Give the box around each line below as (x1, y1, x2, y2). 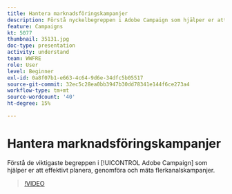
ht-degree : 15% (7, 100, 51, 107)
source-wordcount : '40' (7, 94, 76, 101)
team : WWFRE (7, 55, 41, 62)
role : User (7, 61, 39, 68)
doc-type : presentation (7, 42, 76, 49)
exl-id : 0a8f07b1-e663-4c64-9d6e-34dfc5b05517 (7, 74, 144, 81)
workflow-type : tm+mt (7, 87, 70, 94)
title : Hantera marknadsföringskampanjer (7, 10, 128, 17)
